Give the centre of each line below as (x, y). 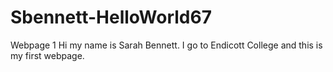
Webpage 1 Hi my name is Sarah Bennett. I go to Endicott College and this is (166, 45)
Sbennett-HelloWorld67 (111, 17)
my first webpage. (47, 55)
